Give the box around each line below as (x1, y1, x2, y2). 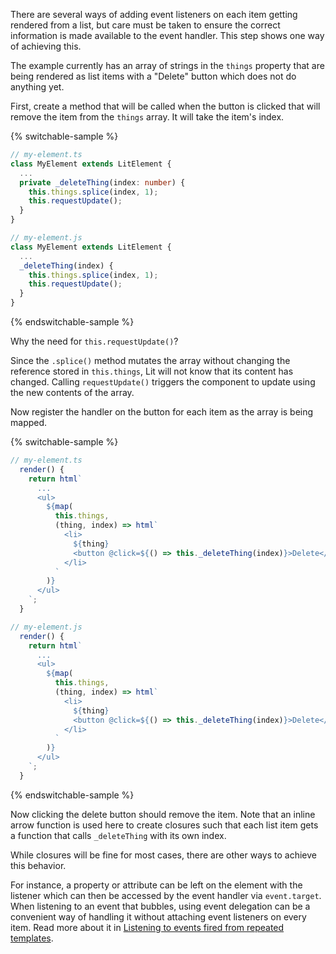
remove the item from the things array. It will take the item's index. (10, 111, 285, 123)
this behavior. (10, 859, 67, 871)
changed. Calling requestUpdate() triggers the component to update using (10, 376, 316, 388)
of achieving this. (10, 40, 82, 52)
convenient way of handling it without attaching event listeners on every (10, 910, 307, 923)
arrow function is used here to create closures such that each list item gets (10, 819, 319, 831)
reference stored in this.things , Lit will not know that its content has (10, 365, 294, 377)
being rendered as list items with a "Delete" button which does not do (10, 70, 297, 82)
